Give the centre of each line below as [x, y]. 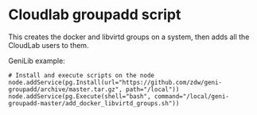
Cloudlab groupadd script [95, 15]
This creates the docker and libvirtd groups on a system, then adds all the [129, 37]
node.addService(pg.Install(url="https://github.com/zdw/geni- [115, 82]
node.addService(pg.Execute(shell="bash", [80, 96]
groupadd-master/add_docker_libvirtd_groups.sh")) [94, 103]
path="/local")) [153, 89]
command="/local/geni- [191, 96]
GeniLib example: [37, 61]
